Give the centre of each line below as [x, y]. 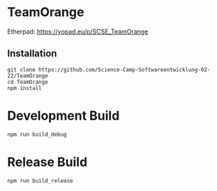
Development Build [63, 115]
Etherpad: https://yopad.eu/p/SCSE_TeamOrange [78, 31]
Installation [32, 54]
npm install [24, 88]
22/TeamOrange [28, 76]
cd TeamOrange [28, 82]
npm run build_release [40, 181]
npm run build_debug [37, 134]
